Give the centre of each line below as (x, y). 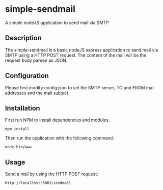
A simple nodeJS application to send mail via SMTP (57, 23)
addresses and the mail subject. (37, 93)
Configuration (27, 76)
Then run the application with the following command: (60, 138)
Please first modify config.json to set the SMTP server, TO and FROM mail (80, 87)
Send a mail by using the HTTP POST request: (52, 174)
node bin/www (18, 147)
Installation (23, 108)
